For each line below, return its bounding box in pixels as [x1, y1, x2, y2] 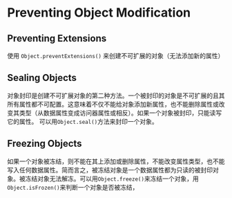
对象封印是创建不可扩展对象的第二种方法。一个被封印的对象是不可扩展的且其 [7, 91, 225, 100]
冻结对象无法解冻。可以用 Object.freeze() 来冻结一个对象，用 [25, 174, 199, 183]
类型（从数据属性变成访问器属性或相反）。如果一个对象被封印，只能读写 [19, 109, 222, 117]
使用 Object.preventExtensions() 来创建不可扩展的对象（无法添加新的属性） [7, 52, 224, 60]
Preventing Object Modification [7, 5, 191, 21]
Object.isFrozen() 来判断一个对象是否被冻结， [7, 183, 139, 191]
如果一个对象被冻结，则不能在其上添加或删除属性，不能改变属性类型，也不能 [7, 157, 225, 165]
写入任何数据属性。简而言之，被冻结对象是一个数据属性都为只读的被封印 [7, 165, 213, 174]
